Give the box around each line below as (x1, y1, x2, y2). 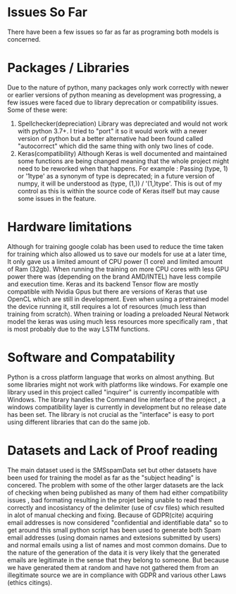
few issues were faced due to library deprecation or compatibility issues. (7, 98, 218, 107)
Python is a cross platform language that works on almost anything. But (7, 372, 215, 381)
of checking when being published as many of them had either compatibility (7, 488, 228, 497)
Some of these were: (7, 105, 68, 114)
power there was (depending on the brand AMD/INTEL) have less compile (7, 272, 222, 281)
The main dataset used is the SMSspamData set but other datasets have (7, 466, 217, 474)
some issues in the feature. (17, 194, 97, 202)
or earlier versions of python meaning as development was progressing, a (7, 90, 222, 99)
